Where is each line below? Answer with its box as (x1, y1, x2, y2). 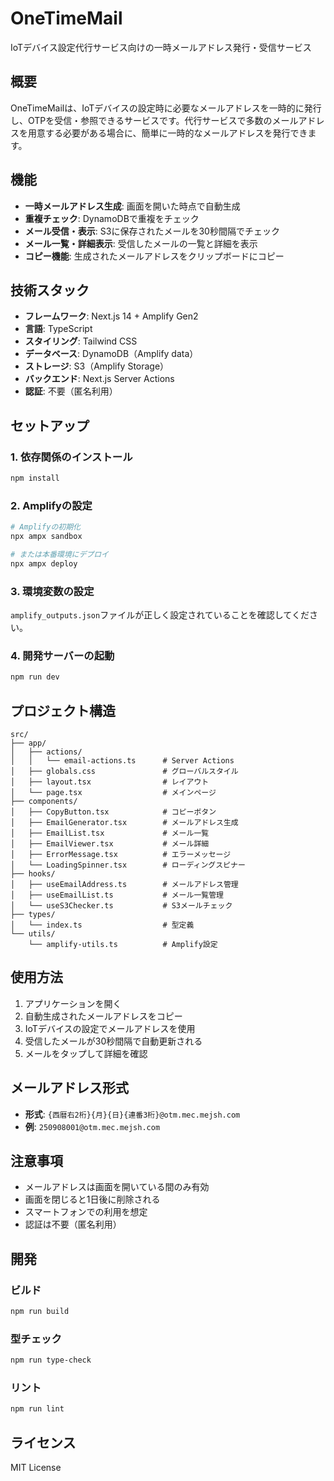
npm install (10, 473, 60, 484)
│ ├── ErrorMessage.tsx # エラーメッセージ (10, 850, 232, 860)
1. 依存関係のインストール (10, 450, 133, 464)
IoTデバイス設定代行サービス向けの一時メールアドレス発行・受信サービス (10, 41, 312, 53)
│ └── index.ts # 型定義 (10, 920, 195, 931)
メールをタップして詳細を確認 (24, 1047, 148, 1059)
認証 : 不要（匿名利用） (24, 385, 118, 397)
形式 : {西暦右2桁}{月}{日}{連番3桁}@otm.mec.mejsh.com (24, 1108, 241, 1120)
